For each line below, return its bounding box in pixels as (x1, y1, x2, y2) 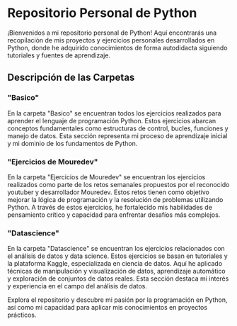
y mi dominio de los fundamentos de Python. (7, 139, 138, 147)
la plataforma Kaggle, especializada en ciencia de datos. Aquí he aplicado (7, 259, 223, 268)
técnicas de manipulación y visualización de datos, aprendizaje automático (7, 267, 226, 276)
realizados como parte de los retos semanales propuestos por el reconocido (7, 180, 230, 189)
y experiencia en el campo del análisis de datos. (7, 282, 147, 291)
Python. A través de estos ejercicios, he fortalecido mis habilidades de (7, 203, 212, 211)
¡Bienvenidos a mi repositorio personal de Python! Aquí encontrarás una (7, 28, 217, 37)
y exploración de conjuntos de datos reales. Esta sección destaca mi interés (7, 274, 229, 283)
